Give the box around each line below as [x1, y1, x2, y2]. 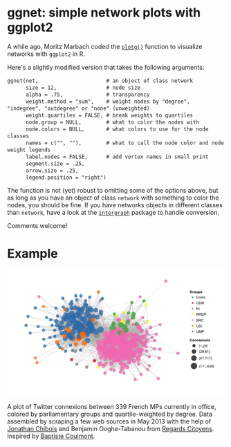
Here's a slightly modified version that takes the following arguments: [7, 63, 205, 71]
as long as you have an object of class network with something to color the [7, 193, 219, 202]
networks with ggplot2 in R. [7, 50, 85, 58]
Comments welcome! [7, 221, 68, 229]
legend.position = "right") [25, 174, 107, 181]
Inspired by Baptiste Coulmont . [7, 432, 95, 440]
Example [7, 246, 58, 262]
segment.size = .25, [25, 160, 85, 167]
